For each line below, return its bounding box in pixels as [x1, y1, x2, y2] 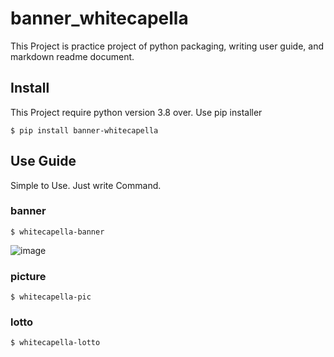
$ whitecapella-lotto [10, 338, 101, 348]
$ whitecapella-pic [10, 292, 92, 302]
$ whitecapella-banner [10, 227, 105, 237]
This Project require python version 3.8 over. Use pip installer [10, 106, 263, 118]
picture [10, 269, 47, 283]
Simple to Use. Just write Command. [10, 179, 162, 191]
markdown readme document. [10, 50, 135, 62]
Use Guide [10, 153, 77, 170]
